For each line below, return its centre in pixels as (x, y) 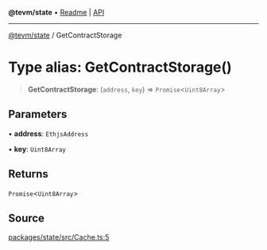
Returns (29, 174)
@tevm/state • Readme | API (56, 12)
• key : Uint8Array (37, 149)
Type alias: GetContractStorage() (120, 67)
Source (27, 218)
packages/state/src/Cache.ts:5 (59, 237)
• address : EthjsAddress (48, 133)
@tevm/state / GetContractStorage (65, 35)
